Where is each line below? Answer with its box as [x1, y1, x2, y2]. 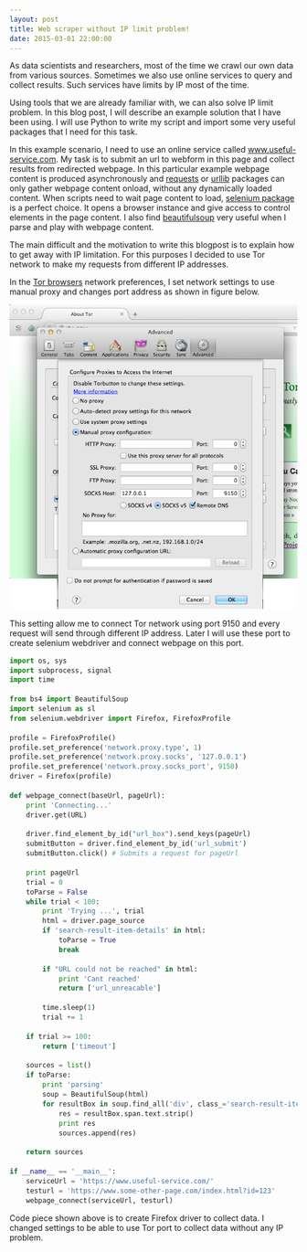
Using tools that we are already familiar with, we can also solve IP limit [9, 97, 274, 109]
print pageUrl [26, 868, 79, 877]
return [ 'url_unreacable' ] [58, 983, 162, 993]
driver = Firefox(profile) [9, 772, 112, 781]
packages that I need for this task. [9, 126, 138, 137]
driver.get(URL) [26, 810, 89, 820]
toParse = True [58, 936, 117, 945]
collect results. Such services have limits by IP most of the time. [9, 80, 249, 90]
